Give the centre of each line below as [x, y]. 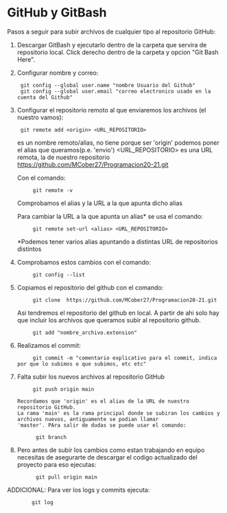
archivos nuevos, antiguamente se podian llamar [88, 419]
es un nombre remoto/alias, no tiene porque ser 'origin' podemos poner [118, 143]
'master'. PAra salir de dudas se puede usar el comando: [101, 425]
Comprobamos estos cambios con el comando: [84, 262]
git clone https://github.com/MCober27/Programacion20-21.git [125, 300]
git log [43, 502]
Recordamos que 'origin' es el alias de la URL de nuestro [103, 401]
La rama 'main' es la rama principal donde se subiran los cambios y [119, 413]
